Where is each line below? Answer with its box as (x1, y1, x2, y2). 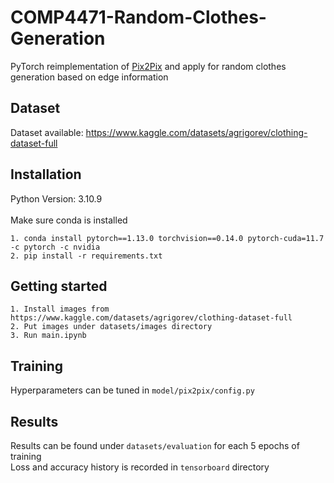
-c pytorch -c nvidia (10, 242, 101, 252)
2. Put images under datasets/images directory (10, 322, 213, 332)
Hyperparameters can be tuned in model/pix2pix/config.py (10, 384, 255, 396)
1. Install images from (10, 304, 110, 315)
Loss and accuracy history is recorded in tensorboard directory (10, 461, 270, 473)
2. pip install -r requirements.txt (10, 251, 163, 261)
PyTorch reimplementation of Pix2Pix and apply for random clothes (10, 60, 287, 72)
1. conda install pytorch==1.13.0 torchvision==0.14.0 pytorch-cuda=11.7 (10, 233, 325, 243)
